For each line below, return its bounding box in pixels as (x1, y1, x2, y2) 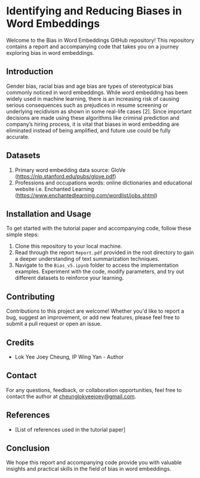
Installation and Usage (6, 209, 91, 219)
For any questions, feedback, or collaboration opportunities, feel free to (6, 386, 182, 393)
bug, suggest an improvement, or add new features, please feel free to (6, 314, 180, 321)
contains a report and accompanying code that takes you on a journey (6, 43, 179, 50)
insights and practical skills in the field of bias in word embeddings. (6, 465, 171, 473)
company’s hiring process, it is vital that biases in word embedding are (6, 121, 180, 128)
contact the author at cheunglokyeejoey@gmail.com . (6, 393, 136, 400)
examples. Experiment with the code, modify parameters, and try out (14, 268, 184, 275)
